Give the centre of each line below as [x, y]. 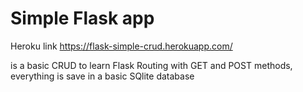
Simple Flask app [82, 18]
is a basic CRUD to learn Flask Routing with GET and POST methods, [151, 65]
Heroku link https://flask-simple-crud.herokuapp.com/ [121, 46]
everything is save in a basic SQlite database [102, 76]
